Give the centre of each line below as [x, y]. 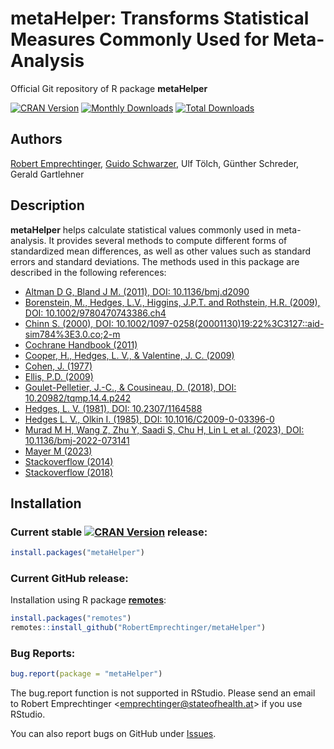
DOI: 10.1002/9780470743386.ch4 [95, 313]
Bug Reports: [43, 654]
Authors [36, 139]
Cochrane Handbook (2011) [81, 344]
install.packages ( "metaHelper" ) [77, 553]
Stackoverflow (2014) [69, 461]
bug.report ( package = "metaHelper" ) [86, 674]
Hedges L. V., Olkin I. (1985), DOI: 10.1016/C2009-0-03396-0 [149, 419]
